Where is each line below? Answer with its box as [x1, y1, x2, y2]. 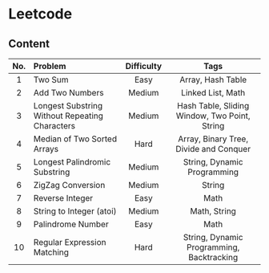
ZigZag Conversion [33, 180, 106, 190]
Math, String [190, 206, 236, 217]
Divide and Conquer [175, 144, 251, 154]
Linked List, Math [181, 88, 246, 98]
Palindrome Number [33, 218, 110, 230]
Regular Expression [33, 237, 106, 247]
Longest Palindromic [33, 157, 111, 167]
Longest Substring [33, 100, 103, 111]
